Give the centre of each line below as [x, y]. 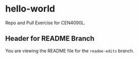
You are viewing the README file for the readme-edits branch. [70, 50]
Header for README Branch [50, 39]
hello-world [30, 9]
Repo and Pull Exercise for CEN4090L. [45, 23]
